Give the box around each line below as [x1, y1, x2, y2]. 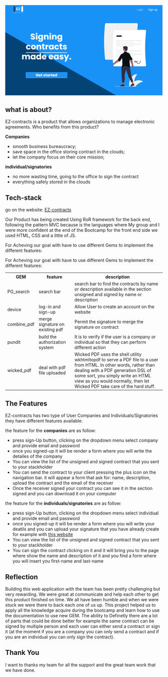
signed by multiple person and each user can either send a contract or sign [5, 623, 160, 629]
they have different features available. [5, 418, 83, 424]
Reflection [5, 573, 38, 581]
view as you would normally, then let [74, 378, 149, 384]
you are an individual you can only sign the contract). [5, 634, 115, 640]
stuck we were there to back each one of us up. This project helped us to [5, 602, 156, 608]
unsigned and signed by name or [74, 291, 142, 297]
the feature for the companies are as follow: [5, 428, 96, 434]
